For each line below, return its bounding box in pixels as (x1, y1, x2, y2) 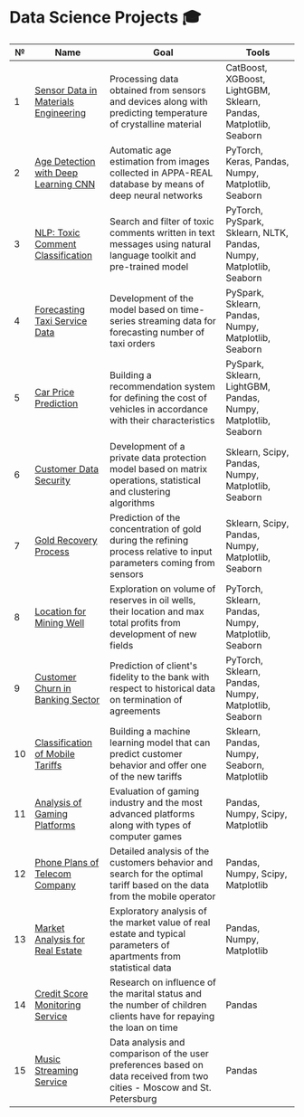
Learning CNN (34, 177, 96, 190)
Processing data (109, 72, 179, 85)
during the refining (109, 534, 188, 546)
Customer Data (34, 462, 100, 475)
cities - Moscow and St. (109, 1081, 212, 1093)
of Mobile (34, 747, 75, 760)
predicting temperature (109, 106, 208, 118)
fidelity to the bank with (109, 670, 210, 683)
